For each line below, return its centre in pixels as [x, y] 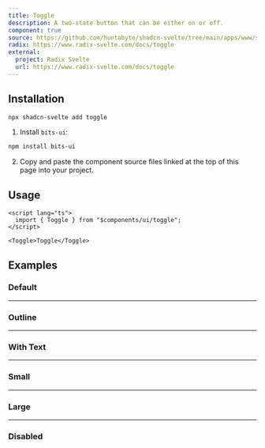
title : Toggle [32, 15]
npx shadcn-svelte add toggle [58, 117]
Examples [33, 265]
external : [24, 52]
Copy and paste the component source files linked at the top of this [129, 162]
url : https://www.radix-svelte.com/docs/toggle [95, 67]
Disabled [26, 436]
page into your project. [57, 170]
